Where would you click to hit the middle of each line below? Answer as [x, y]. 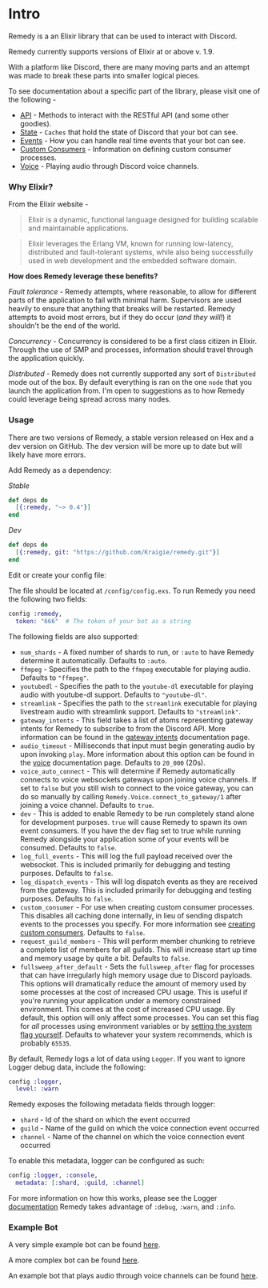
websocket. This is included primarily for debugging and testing [125, 864]
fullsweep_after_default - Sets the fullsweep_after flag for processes [137, 966]
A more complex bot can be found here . [74, 1260]
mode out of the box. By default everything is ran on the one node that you [130, 382]
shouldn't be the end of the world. [64, 326]
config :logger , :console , [53, 1176]
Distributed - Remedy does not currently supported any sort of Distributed [132, 374]
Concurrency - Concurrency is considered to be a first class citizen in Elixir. [133, 342]
